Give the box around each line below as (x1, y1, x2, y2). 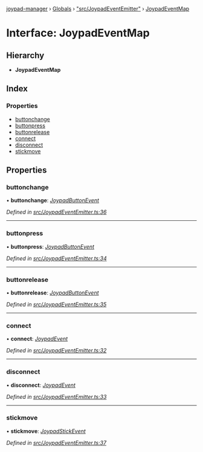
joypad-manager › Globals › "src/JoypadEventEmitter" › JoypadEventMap (6, 5, 190, 12)
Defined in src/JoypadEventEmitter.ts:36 (6, 208, 107, 216)
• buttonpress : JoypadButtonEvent (6, 243, 95, 250)
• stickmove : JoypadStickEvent (6, 427, 86, 434)
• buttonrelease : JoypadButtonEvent (6, 289, 99, 296)
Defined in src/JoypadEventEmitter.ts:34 (6, 255, 107, 262)
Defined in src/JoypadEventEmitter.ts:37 (6, 439, 107, 446)
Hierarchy (6, 50, 45, 60)
